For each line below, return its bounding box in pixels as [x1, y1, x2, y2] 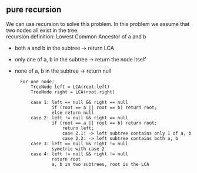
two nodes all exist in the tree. [6, 27, 79, 34]
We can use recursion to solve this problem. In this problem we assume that [6, 20, 190, 27]
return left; [62, 125, 94, 131]
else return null [52, 109, 94, 116]
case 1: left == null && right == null [30, 99, 128, 105]
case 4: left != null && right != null [30, 151, 128, 157]
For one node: [20, 79, 55, 84]
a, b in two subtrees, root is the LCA [52, 161, 149, 167]
